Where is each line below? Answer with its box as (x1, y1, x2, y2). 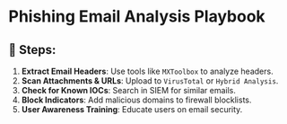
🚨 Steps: (8, 42, 57, 58)
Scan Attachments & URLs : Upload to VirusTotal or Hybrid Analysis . (21, 75, 279, 86)
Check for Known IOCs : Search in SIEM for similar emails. (21, 85, 237, 95)
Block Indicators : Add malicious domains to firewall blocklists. (21, 94, 252, 105)
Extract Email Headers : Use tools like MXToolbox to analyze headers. (21, 66, 274, 76)
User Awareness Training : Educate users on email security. (21, 104, 243, 114)
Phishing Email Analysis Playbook (8, 6, 265, 27)
